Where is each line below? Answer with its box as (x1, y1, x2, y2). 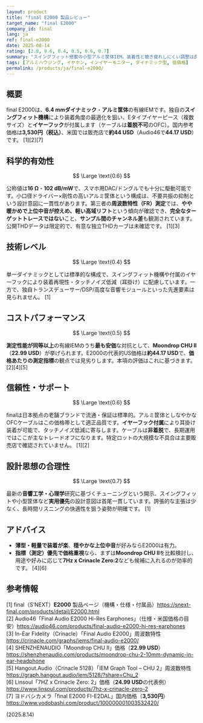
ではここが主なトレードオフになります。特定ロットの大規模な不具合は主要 (6, 434, 192, 441)
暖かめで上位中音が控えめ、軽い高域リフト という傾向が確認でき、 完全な (6, 207, 186, 215)
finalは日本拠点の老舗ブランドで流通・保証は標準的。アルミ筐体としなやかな (6, 412, 197, 419)
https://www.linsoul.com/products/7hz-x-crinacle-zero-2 (6, 685, 149, 692)
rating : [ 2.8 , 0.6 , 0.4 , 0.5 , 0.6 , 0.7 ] (6, 48, 110, 54)
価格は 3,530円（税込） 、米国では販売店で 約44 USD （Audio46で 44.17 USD (6, 129, 192, 136)
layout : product (6, 8, 47, 15)
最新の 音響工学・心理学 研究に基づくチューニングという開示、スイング (6, 490, 181, 498)
